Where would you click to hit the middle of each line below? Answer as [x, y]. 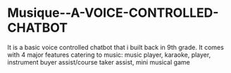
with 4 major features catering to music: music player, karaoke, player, [109, 55]
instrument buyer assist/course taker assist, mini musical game [99, 62]
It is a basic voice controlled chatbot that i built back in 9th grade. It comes [115, 47]
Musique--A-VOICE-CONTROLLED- [113, 13]
